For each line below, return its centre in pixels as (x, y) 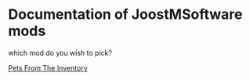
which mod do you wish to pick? (60, 53)
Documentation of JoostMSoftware (125, 15)
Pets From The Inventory (48, 67)
